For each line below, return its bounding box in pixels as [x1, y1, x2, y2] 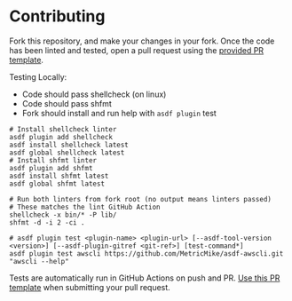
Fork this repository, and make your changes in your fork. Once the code [9, 36, 275, 46]
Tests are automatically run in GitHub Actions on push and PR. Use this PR [9, 273, 280, 283]
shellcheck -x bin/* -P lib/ [9, 210, 117, 219]
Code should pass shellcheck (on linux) [21, 89, 167, 99]
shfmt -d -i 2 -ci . [9, 218, 86, 227]
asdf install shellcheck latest [9, 140, 129, 149]
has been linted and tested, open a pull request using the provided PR [9, 44, 264, 55]
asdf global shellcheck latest [9, 148, 125, 157]
